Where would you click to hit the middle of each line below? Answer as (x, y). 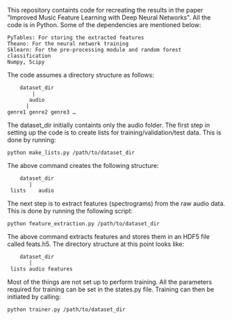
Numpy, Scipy (26, 62)
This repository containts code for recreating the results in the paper (105, 10)
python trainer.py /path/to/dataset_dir (67, 310)
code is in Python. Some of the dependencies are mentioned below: (104, 25)
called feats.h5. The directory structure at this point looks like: (96, 244)
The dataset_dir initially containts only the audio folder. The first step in (109, 125)
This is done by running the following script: (70, 211)
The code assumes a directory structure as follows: (81, 75)
